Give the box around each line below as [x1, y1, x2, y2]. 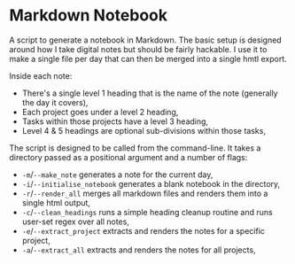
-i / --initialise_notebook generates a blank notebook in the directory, [21, 178, 281, 189]
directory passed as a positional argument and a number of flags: [9, 151, 248, 162]
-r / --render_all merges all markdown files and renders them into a [21, 188, 268, 198]
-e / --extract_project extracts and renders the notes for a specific [21, 225, 266, 236]
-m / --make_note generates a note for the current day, [21, 169, 213, 180]
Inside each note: [9, 70, 73, 81]
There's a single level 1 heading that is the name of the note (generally [21, 88, 278, 98]
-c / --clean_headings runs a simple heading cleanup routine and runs [21, 206, 273, 217]
